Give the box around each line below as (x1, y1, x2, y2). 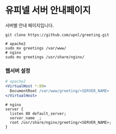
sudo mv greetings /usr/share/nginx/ (5, 54, 85, 60)
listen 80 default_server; (10, 111, 67, 116)
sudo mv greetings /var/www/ (5, 46, 67, 51)
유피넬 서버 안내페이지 (5, 5, 91, 16)
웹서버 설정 (5, 67, 31, 74)
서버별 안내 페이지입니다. (5, 22, 54, 28)
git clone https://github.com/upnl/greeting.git (5, 32, 109, 37)
